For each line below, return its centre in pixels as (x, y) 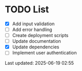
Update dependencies (36, 47)
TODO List (27, 10)
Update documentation (36, 41)
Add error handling (32, 30)
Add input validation (33, 24)
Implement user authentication (45, 53)
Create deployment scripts (40, 35)
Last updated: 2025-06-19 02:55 (39, 63)
